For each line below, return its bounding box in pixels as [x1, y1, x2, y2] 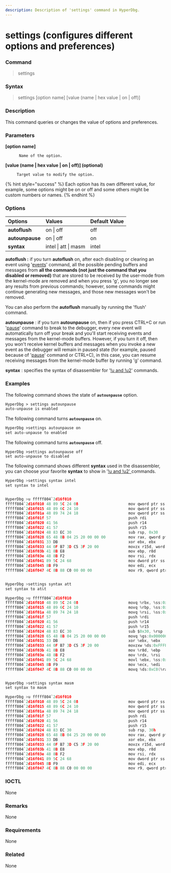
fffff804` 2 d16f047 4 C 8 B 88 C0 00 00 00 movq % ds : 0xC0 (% [5, 667, 163, 672]
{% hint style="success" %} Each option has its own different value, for [5, 181, 155, 187]
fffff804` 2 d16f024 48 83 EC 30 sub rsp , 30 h [5, 728, 156, 733]
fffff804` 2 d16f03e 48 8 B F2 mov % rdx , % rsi [5, 653, 160, 658]
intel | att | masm [45, 243, 85, 250]
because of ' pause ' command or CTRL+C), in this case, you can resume [5, 352, 156, 358]
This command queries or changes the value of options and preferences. [5, 119, 159, 125]
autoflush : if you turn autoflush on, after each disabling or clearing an [5, 256, 154, 262]
